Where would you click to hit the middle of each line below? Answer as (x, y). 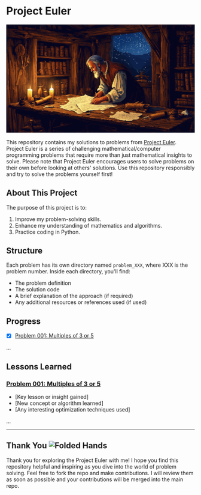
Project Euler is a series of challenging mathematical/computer (83, 148)
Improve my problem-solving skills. (58, 219)
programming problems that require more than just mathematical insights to (99, 155)
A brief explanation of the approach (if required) (74, 296)
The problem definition (43, 283)
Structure (25, 251)
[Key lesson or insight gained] (51, 397)
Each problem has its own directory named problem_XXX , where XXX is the (97, 265)
